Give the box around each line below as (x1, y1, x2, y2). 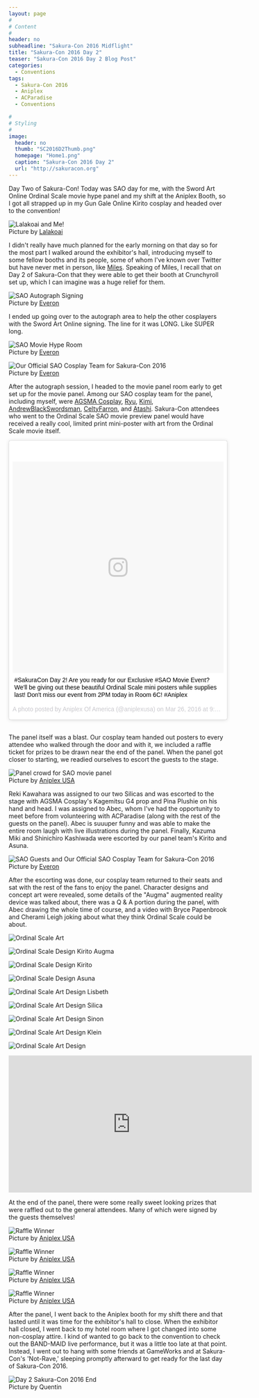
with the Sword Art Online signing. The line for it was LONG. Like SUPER (8, 320, 215, 328)
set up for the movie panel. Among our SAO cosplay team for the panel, (8, 389, 213, 398)
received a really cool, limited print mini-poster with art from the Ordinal (8, 419, 213, 427)
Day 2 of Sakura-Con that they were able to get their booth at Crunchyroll (8, 270, 219, 278)
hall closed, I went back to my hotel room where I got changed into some (8, 1324, 217, 1333)
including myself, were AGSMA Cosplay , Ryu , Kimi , (8, 397, 154, 405)
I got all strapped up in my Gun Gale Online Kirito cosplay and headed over (8, 199, 222, 207)
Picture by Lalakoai (8, 227, 63, 235)
